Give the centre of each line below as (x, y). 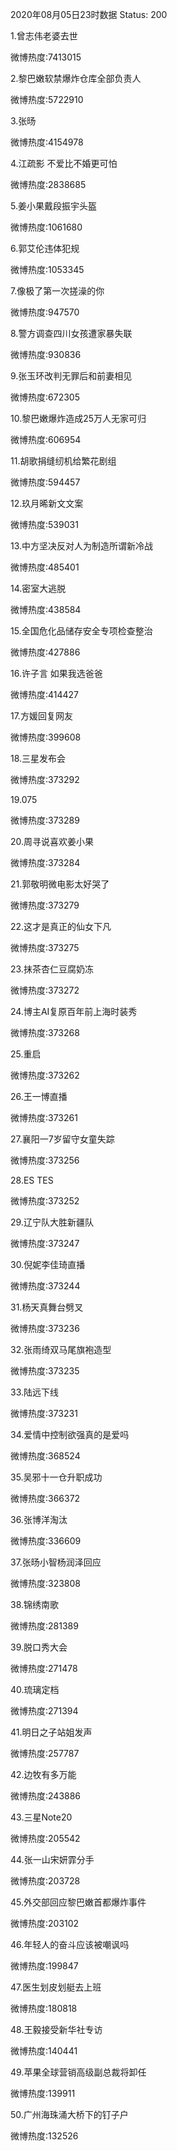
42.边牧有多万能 (43, 1774)
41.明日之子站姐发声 (51, 1732)
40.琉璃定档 (35, 1689)
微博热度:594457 (45, 482)
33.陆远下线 (35, 1392)
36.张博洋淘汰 (39, 1519)
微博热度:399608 (46, 737)
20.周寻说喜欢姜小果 (52, 841)
